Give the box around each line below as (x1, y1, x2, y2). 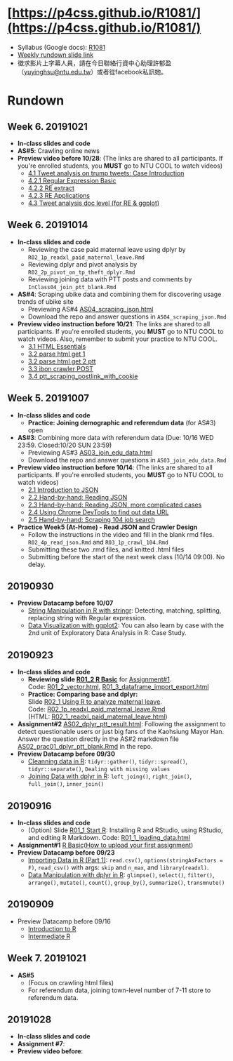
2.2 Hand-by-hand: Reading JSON (27, 493, 128, 501)
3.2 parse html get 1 (27, 349, 86, 358)
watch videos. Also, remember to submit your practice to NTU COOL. (17, 335, 218, 343)
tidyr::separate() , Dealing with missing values (27, 765, 171, 773)
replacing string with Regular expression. (27, 614, 147, 622)
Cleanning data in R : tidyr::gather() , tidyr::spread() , (27, 757, 188, 766)
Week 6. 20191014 (7, 219, 88, 231)
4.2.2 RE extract (27, 184, 75, 192)
